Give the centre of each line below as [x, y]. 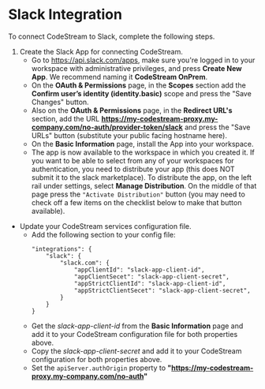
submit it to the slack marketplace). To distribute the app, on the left [142, 177]
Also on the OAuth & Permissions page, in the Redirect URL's [132, 110]
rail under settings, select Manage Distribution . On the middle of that [144, 185]
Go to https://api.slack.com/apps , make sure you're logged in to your [143, 60]
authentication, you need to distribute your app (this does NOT [133, 169]
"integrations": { [62, 249]
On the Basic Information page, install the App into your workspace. [142, 144]
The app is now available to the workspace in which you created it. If [143, 152]
